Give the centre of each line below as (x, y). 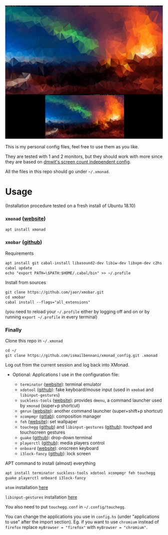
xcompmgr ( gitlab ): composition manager (60, 416)
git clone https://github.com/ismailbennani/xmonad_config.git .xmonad (81, 356)
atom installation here (27, 487)
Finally (13, 330)
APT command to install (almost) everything (50, 463)
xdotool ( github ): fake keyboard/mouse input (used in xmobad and (87, 390)
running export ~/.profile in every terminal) (51, 317)
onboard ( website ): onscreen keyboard (59, 448)
